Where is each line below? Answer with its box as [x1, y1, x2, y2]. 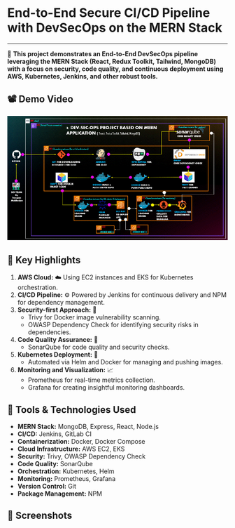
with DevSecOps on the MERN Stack [7, 20, 222, 36]
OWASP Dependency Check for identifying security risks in [27, 321, 199, 329]
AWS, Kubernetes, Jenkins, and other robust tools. [7, 72, 159, 80]
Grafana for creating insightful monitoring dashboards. [27, 383, 185, 392]
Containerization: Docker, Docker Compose [17, 437, 145, 445]
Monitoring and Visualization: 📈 [17, 366, 114, 374]
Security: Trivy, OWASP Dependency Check [17, 451, 145, 461]
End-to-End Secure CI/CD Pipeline [7, 5, 211, 21]
